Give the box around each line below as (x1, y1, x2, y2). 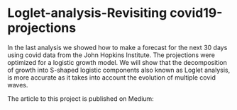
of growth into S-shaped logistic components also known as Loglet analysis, (7, 66, 231, 74)
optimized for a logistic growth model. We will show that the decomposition (7, 58, 227, 66)
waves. (7, 80, 28, 89)
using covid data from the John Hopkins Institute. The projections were (7, 51, 215, 59)
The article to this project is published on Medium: (7, 94, 154, 103)
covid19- (170, 5, 223, 21)
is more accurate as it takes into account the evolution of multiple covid (7, 73, 216, 82)
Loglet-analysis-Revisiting (7, 5, 167, 21)
